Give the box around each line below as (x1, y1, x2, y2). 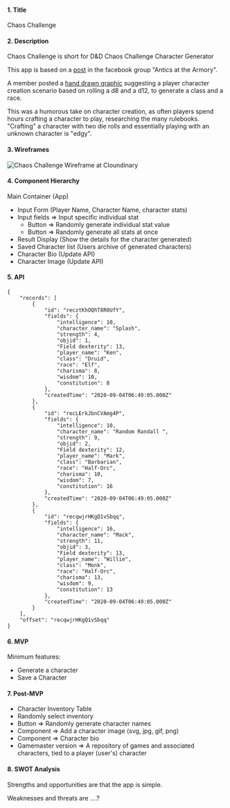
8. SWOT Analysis (7, 765, 60, 773)
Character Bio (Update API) (17, 250, 96, 258)
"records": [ (19, 295, 57, 302)
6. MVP (7, 637, 29, 646)
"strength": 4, (56, 331, 100, 338)
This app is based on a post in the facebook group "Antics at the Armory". (7, 66, 218, 74)
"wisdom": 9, (56, 580, 95, 587)
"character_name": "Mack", (56, 532, 135, 539)
